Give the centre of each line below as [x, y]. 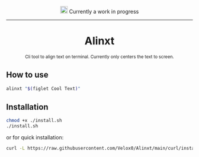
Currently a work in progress [104, 12]
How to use [27, 75]
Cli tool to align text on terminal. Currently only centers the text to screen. [99, 57]
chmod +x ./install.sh [34, 121]
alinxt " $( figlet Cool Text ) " [44, 88]
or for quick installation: [35, 137]
